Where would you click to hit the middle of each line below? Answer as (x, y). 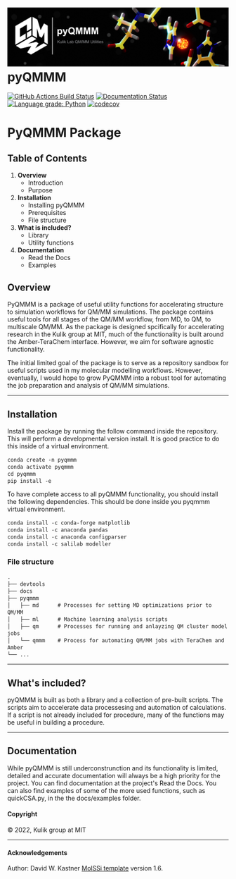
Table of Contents (47, 158)
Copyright (22, 814)
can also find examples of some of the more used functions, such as (106, 790)
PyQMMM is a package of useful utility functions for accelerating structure (115, 305)
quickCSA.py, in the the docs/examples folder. (74, 798)
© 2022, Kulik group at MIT (47, 830)
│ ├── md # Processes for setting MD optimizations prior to (110, 606)
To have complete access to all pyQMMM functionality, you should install (113, 494)
